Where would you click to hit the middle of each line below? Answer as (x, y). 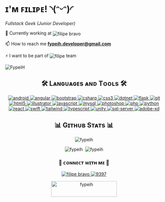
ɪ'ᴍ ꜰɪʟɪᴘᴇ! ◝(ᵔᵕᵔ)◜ (39, 9)
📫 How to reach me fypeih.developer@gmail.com (58, 44)
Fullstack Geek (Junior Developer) (40, 23)
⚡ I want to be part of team (41, 56)
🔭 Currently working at (28, 33)
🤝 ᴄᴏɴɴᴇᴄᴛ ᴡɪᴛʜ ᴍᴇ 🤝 (84, 163)
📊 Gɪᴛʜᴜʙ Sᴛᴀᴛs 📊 (84, 125)
